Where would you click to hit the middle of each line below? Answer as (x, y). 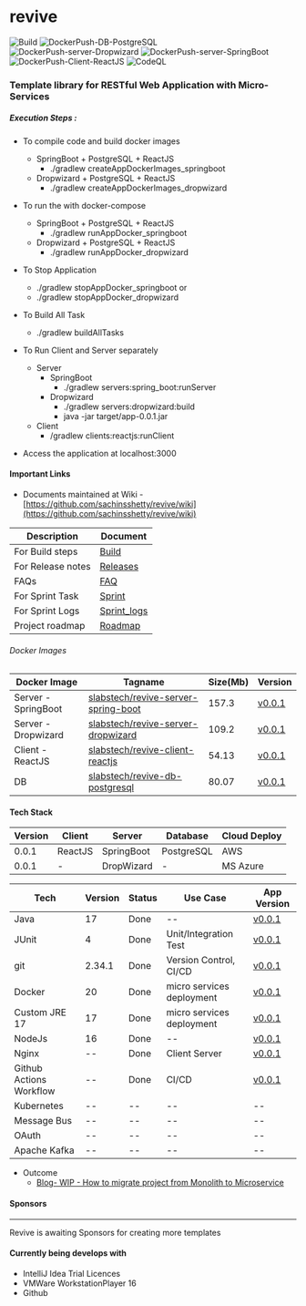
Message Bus (43, 1121)
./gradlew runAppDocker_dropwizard (119, 252)
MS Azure (243, 866)
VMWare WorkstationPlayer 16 (79, 1283)
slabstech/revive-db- (135, 776)
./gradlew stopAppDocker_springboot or (112, 287)
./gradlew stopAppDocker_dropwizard (107, 297)
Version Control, (201, 961)
